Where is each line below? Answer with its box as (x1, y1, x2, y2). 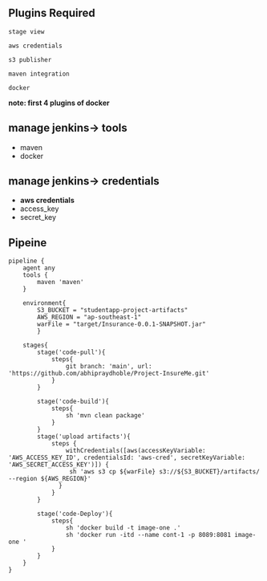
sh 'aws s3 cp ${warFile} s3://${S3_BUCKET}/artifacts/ (69, 468, 261, 476)
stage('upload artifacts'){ (37, 433, 131, 441)
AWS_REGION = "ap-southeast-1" (37, 313, 142, 322)
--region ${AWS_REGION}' (8, 475, 91, 483)
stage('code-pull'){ (37, 348, 106, 356)
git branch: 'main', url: (65, 363, 152, 371)
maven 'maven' (37, 278, 84, 286)
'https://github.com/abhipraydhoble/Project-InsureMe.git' (8, 369, 210, 378)
